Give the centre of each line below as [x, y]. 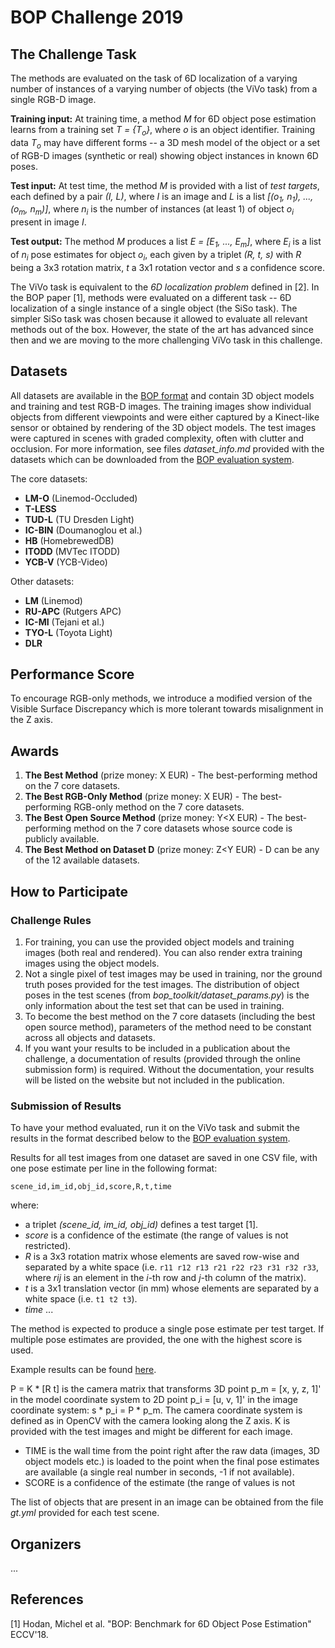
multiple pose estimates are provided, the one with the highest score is [156, 1340]
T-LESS [40, 508]
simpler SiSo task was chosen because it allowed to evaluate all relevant [159, 318]
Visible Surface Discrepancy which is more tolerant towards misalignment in [167, 709]
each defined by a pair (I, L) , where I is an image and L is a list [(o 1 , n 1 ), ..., [162, 197]
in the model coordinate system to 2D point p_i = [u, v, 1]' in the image [154, 1400]
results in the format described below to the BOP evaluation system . [150, 1138]
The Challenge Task [73, 54]
